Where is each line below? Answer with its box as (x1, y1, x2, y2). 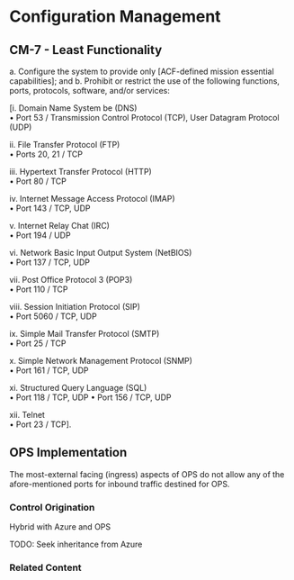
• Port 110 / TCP (9, 284, 69, 295)
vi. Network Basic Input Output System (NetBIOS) (9, 248, 192, 258)
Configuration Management (9, 6, 222, 27)
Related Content (9, 561, 83, 574)
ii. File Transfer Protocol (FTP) (9, 140, 120, 150)
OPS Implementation (9, 445, 128, 460)
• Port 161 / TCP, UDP (9, 365, 89, 376)
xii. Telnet (9, 410, 45, 420)
